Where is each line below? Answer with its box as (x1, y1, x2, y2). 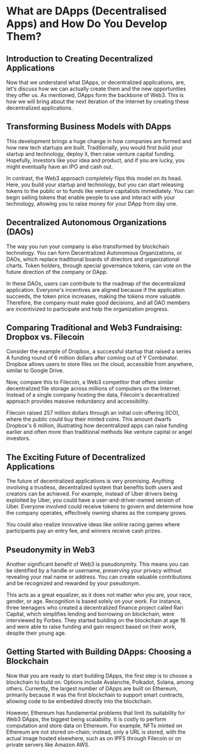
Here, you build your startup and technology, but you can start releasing (6, 181, 184, 188)
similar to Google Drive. (6, 367, 64, 374)
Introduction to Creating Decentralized (6, 53, 153, 64)
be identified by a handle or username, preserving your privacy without (6, 567, 181, 574)
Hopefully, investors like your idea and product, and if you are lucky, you (6, 156, 185, 164)
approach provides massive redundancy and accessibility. (6, 397, 150, 405)
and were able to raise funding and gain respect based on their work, (6, 623, 177, 631)
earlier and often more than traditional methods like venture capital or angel (6, 429, 193, 436)
